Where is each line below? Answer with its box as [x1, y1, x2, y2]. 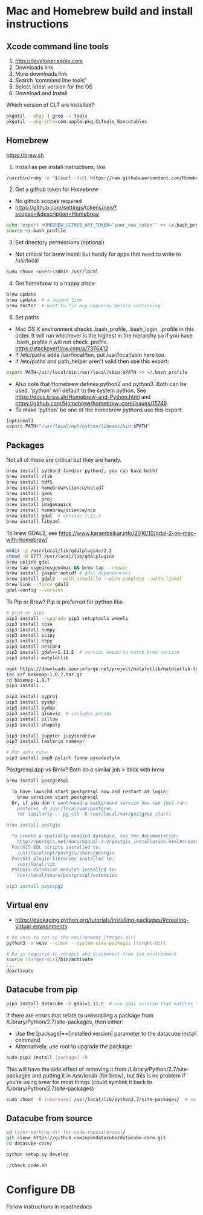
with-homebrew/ [6, 536, 48, 543]
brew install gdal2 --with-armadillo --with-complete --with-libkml [6, 576, 182, 582]
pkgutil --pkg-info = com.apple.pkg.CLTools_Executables [6, 118, 147, 125]
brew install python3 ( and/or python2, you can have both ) [6, 468, 158, 474]
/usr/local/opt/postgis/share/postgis [17, 850, 115, 856]
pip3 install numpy [6, 627, 56, 633]
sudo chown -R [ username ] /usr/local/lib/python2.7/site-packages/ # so [6, 1096, 196, 1102]
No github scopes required [14, 198, 82, 205]
